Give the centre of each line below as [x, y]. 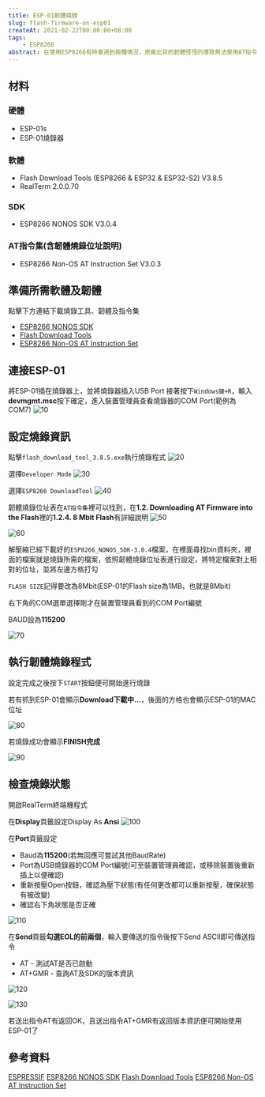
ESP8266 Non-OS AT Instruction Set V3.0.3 [90, 264]
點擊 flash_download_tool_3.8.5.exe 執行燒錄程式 [87, 457]
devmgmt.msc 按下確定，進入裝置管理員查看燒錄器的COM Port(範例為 [122, 401]
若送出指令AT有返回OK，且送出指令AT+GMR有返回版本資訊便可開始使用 [125, 1020]
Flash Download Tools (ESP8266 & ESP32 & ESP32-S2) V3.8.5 [121, 178]
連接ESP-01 [37, 370]
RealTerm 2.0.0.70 [49, 186]
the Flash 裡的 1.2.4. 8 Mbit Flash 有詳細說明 [78, 518]
